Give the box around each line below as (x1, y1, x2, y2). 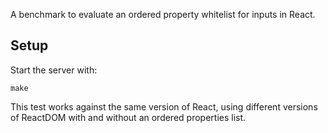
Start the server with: (10, 64, 98, 76)
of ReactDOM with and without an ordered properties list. (10, 111, 247, 123)
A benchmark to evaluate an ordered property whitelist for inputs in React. (10, 9, 316, 20)
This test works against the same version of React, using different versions (10, 100, 318, 113)
